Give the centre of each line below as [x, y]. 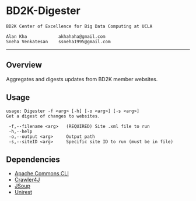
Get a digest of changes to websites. [53, 116]
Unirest [23, 192]
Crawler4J [27, 180]
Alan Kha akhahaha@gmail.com [56, 36]
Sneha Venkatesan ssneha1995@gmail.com [58, 41]
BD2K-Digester [43, 11]
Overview [24, 65]
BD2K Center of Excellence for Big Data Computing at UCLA [79, 26]
